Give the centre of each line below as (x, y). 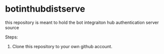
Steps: (12, 37)
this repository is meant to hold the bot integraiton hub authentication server (82, 22)
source (12, 27)
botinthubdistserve (45, 9)
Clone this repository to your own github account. (62, 46)
